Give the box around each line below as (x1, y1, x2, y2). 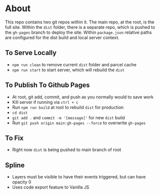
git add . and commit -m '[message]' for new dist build (12, 115, 125, 120)
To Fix (5, 134, 24, 142)
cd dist (12, 110, 28, 115)
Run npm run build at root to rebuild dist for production (12, 104, 124, 110)
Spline (5, 161, 25, 169)
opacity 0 (12, 179, 32, 185)
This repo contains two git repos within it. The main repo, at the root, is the (5, 19, 155, 25)
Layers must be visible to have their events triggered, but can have (12, 174, 146, 180)
